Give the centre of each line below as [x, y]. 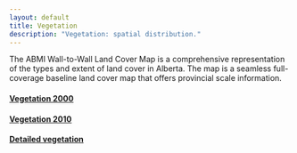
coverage [27, 78]
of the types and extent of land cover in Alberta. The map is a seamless [140, 68]
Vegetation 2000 [41, 98]
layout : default [39, 17]
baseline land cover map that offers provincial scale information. [164, 78]
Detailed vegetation [47, 140]
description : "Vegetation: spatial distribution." [105, 34]
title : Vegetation [43, 26]
